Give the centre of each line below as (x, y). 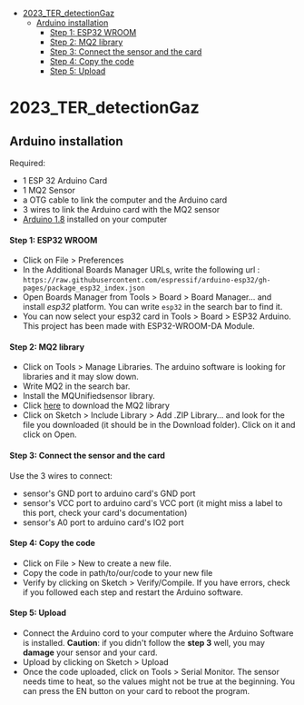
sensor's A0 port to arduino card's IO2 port (103, 522)
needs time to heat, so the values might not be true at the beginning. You (158, 681)
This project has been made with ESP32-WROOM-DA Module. (139, 326)
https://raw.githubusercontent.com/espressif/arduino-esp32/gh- (147, 281)
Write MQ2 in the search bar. (76, 386)
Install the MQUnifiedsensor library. (89, 396)
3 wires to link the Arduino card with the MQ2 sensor (121, 209)
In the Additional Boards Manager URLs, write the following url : (141, 270)
